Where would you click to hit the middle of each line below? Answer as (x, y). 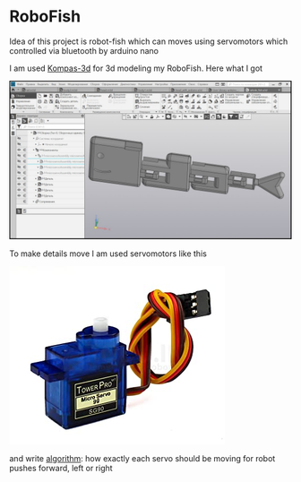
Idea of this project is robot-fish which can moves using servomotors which (149, 41)
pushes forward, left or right (61, 469)
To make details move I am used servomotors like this (108, 254)
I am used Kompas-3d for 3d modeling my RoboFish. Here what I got (136, 68)
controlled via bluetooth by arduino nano (84, 50)
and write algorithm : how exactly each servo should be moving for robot (142, 459)
